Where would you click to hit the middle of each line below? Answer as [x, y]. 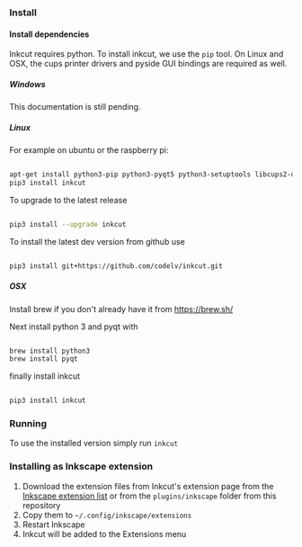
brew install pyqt [44, 359]
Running [28, 424]
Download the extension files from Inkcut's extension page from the [148, 486]
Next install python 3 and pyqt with [74, 327]
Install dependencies [49, 34]
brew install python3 [50, 351]
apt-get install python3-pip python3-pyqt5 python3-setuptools [130, 175]
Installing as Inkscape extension [81, 467]
